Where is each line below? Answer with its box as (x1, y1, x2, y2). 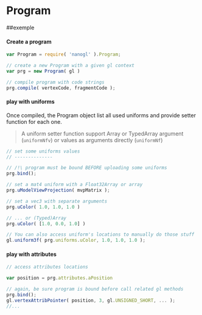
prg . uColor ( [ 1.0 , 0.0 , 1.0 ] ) (6, 220, 86, 226)
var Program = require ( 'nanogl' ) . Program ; (6, 51, 121, 58)
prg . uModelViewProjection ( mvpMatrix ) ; (6, 187, 111, 194)
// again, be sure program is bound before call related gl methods (6, 286, 184, 292)
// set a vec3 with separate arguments (6, 198, 108, 205)
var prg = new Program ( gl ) (6, 68, 80, 74)
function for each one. (6, 118, 62, 125)
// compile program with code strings (6, 79, 105, 85)
